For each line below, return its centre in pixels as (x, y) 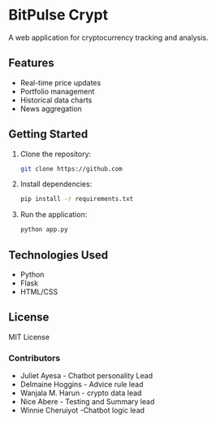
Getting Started (48, 135)
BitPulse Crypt (58, 15)
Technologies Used (58, 255)
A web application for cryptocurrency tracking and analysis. (108, 37)
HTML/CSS (39, 292)
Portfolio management (57, 91)
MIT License (29, 337)
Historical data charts (56, 100)
